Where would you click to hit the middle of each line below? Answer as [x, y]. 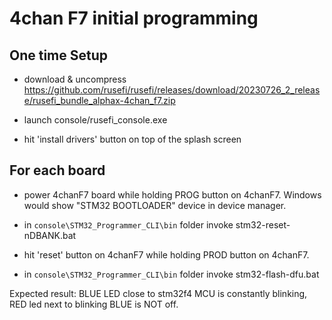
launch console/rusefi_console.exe [95, 120]
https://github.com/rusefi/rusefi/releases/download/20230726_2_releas [172, 90]
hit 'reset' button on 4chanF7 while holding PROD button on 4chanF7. [166, 254]
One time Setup [59, 55]
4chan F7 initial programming [134, 18]
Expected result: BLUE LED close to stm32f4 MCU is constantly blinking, [158, 293]
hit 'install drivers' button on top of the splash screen [132, 139]
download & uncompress [75, 79]
